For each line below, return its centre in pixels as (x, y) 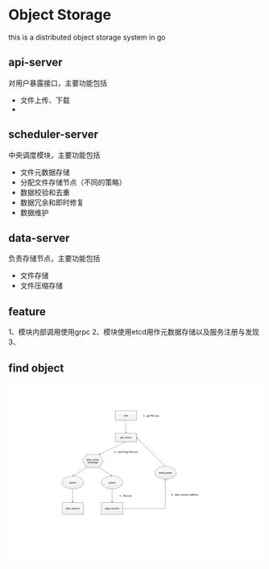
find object (36, 368)
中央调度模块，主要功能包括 (54, 155)
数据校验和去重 (45, 192)
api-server (35, 62)
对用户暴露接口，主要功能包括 (58, 83)
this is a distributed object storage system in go (87, 37)
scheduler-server (54, 135)
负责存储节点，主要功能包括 (54, 259)
